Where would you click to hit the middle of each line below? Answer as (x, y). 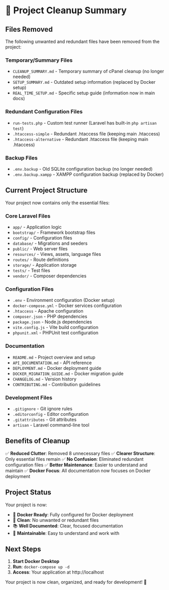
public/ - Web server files (40, 249)
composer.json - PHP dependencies (50, 317)
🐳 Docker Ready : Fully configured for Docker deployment (73, 514)
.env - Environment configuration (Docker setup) (64, 300)
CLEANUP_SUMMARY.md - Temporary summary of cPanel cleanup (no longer (88, 72)
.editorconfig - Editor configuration (51, 414)
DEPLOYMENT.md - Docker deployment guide (57, 368)
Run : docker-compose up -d (41, 567)
